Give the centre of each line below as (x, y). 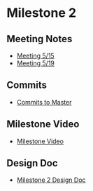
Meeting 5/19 (36, 63)
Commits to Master (44, 102)
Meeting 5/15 (35, 55)
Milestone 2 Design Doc (51, 180)
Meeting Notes (40, 39)
